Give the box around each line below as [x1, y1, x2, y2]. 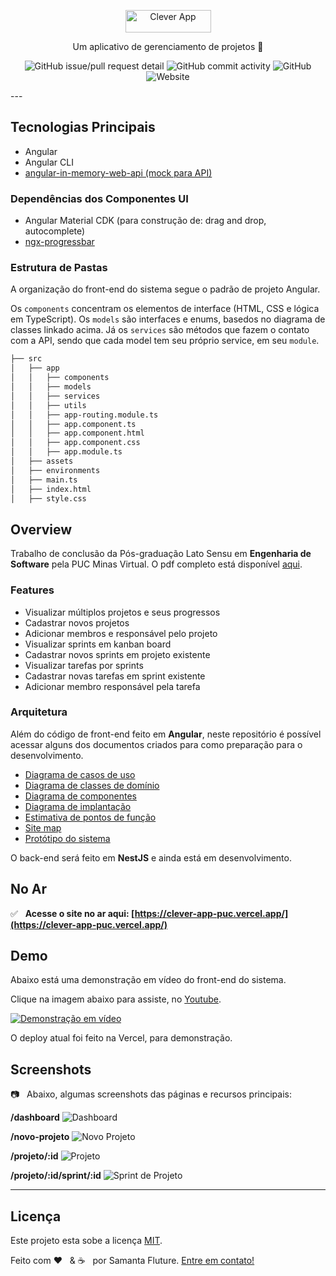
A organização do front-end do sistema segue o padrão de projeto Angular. [10, 283, 321, 295]
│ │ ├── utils [10, 400, 87, 410]
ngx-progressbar [24, 236, 95, 248]
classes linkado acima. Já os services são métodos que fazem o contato [10, 324, 310, 336]
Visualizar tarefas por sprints [24, 659, 144, 671]
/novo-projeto [10, 1131, 70, 1143]
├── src [10, 354, 43, 364]
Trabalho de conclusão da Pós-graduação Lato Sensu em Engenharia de [10, 548, 312, 560]
